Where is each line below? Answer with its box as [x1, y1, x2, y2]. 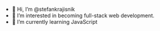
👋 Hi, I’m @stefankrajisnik [11, 6, 75, 13]
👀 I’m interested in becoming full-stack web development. [11, 12, 155, 19]
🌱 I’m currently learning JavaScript [11, 18, 98, 25]
